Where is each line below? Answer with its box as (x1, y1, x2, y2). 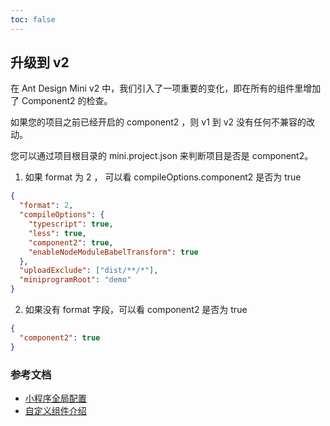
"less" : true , (28, 228, 87, 238)
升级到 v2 (10, 54, 70, 71)
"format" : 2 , (19, 201, 74, 211)
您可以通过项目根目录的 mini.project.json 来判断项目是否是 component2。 (10, 150, 314, 162)
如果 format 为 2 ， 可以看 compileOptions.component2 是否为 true (24, 171, 302, 183)
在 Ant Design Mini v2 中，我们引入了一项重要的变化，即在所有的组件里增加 (10, 82, 322, 95)
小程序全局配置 (24, 392, 87, 404)
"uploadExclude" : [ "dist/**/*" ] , (19, 266, 159, 276)
